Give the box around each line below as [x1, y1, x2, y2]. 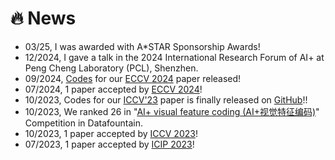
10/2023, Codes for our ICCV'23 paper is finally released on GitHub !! [24, 93, 308, 106]
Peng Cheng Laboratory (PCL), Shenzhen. [24, 62, 199, 74]
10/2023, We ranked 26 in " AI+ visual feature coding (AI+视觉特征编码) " [24, 105, 320, 117]
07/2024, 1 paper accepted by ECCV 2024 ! [24, 83, 203, 95]
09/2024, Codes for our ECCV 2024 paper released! [24, 72, 242, 84]
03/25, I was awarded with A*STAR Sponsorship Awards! [24, 40, 261, 52]
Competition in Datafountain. [24, 117, 143, 129]
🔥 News [10, 7, 77, 30]
